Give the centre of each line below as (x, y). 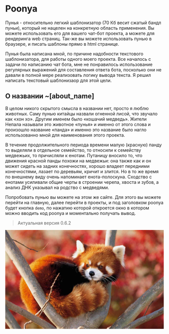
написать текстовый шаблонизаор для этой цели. (59, 80)
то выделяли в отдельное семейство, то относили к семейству (73, 150)
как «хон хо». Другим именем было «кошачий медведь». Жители (76, 119)
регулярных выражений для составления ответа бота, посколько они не (83, 70)
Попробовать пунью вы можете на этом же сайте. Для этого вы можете (83, 197)
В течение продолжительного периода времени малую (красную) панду (83, 145)
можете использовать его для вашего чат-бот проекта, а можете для (80, 33)
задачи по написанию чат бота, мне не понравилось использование (79, 64)
